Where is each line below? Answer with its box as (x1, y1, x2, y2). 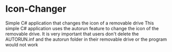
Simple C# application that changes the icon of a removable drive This (5, 20, 154, 26)
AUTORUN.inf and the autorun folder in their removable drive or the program (5, 36, 167, 42)
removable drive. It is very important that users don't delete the (5, 31, 139, 37)
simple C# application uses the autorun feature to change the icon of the (5, 25, 159, 31)
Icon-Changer (5, 3, 67, 15)
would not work (5, 41, 39, 47)
